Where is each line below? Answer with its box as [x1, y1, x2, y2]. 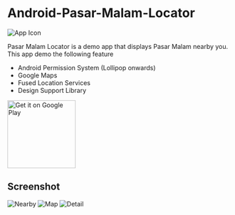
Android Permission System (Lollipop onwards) [17, 63, 156, 72]
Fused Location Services [17, 78, 91, 87]
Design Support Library [17, 86, 87, 94]
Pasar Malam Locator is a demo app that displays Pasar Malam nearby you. [7, 42, 229, 50]
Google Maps [17, 71, 58, 79]
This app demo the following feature [7, 50, 114, 58]
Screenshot [7, 181, 61, 193]
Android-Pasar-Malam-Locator [7, 5, 196, 21]
